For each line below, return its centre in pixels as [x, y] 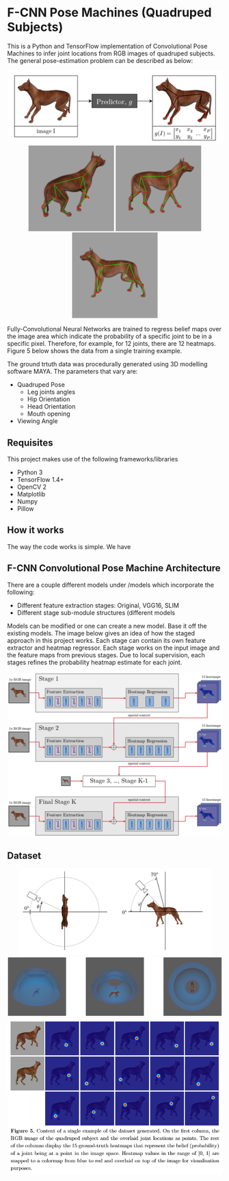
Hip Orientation [49, 399]
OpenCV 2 [31, 487]
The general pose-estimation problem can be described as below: [100, 60]
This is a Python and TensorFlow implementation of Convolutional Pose [107, 46]
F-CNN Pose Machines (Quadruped [109, 13]
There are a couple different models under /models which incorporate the [110, 585]
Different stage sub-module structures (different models [96, 612]
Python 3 [30, 472]
